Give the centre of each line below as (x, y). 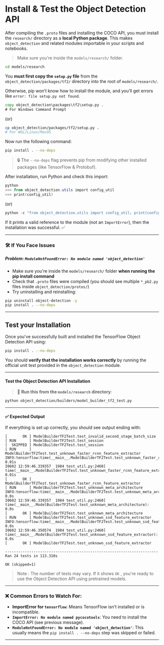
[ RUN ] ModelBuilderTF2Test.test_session (54, 441)
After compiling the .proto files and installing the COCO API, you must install (82, 33)
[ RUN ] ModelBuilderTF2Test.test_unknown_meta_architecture (74, 488)
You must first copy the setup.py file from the (51, 76)
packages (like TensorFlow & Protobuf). (57, 167)
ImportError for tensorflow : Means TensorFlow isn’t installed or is (78, 606)
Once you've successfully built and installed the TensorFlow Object (73, 337)
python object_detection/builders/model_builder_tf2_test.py (69, 401)
